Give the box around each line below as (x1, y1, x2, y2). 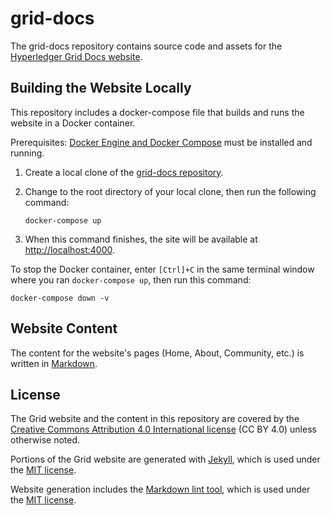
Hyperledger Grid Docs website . (10, 50, 143, 62)
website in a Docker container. (10, 117, 136, 129)
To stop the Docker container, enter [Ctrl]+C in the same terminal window (10, 263, 315, 275)
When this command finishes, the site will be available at (24, 233, 258, 245)
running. (10, 147, 45, 159)
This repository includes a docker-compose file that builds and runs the (10, 106, 305, 118)
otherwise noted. (10, 434, 81, 446)
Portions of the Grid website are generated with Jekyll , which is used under (10, 453, 321, 466)
